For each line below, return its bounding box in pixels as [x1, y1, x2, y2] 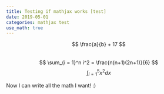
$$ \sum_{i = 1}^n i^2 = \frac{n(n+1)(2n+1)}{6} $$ [39, 59, 159, 66]
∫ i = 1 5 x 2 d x [86, 68, 112, 78]
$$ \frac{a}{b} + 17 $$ [71, 41, 126, 48]
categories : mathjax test [6, 19, 69, 25]
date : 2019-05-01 [6, 14, 49, 20]
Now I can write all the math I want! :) [6, 82, 96, 89]
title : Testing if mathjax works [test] [6, 8, 107, 15]
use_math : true [6, 25, 43, 31]
